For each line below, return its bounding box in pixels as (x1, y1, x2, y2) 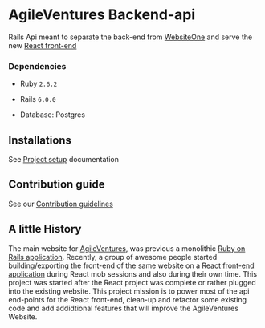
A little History (8, 222, 82, 236)
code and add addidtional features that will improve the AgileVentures (8, 303, 239, 313)
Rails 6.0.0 (19, 95, 56, 104)
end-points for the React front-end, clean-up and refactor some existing (8, 294, 247, 304)
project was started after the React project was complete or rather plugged (8, 277, 257, 287)
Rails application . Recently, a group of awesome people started (8, 252, 218, 261)
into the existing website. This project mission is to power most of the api (8, 286, 250, 296)
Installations (8, 133, 72, 147)
